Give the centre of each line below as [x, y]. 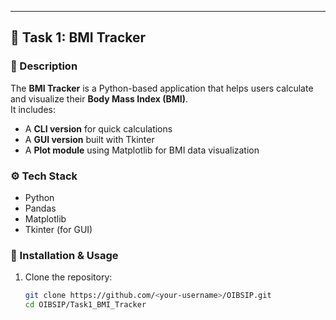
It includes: [33, 109]
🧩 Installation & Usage [64, 255]
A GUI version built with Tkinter [89, 139]
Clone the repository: [68, 277]
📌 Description [44, 66]
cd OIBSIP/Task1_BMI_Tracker [85, 305]
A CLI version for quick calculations [98, 128]
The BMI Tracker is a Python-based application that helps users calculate [162, 88]
